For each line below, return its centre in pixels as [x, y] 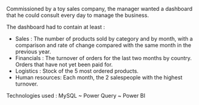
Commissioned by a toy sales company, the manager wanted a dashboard [99, 9]
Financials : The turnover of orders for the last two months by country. [103, 58]
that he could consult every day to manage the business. [78, 15]
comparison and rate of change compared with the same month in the [103, 45]
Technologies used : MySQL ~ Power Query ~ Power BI [76, 96]
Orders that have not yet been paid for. [64, 64]
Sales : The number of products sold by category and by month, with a [104, 39]
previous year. [33, 52]
